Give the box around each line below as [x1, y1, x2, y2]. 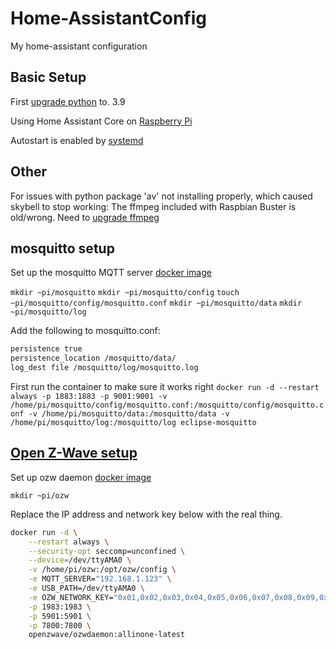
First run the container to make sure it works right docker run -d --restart [10, 381, 320, 392]
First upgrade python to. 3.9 [10, 95, 126, 107]
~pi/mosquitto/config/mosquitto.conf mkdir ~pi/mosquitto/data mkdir [10, 298, 303, 309]
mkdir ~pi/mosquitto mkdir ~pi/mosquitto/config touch [10, 288, 240, 298]
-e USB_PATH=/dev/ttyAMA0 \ [28, 583, 145, 594]
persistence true [10, 344, 83, 354]
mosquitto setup [10, 240, 115, 257]
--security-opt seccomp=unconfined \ [28, 546, 186, 556]
